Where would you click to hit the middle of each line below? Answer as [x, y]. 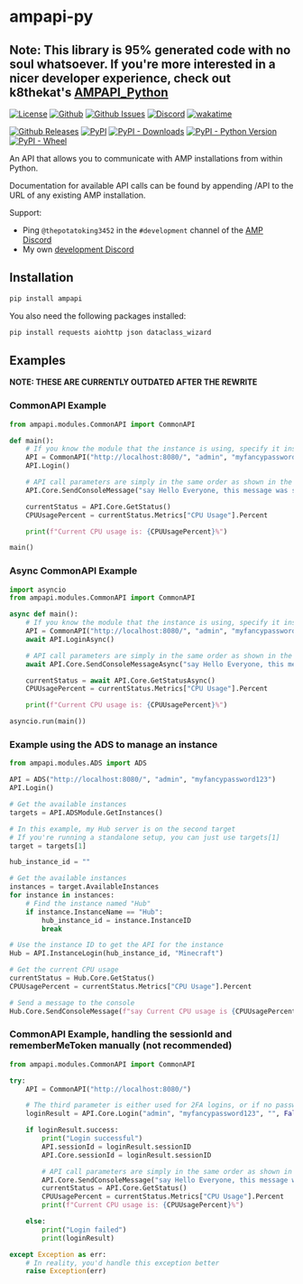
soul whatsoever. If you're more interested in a [142, 64]
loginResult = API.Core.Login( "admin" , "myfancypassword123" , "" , [153, 1114]
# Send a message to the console [72, 1003]
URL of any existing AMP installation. [78, 195]
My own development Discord [78, 249]
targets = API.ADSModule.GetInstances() [87, 813]
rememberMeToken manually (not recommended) [121, 1046]
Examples [37, 360]
